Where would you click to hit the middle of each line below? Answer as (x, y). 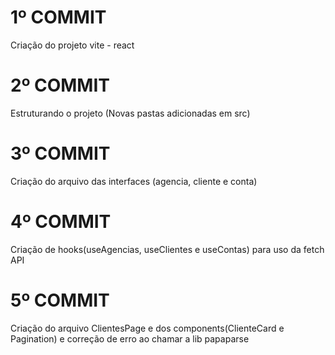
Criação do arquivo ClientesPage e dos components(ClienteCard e (147, 328)
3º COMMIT (60, 153)
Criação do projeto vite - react (72, 45)
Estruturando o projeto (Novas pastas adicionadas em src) (130, 113)
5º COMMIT (60, 300)
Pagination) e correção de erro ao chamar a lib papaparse (130, 338)
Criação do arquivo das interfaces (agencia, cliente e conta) (134, 181)
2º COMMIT (60, 85)
